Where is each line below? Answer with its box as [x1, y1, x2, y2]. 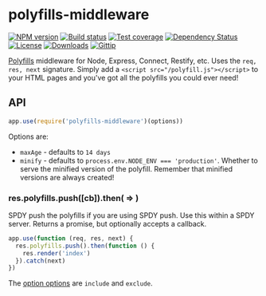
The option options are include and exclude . [8, 278, 153, 288]
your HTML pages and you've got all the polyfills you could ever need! [8, 73, 239, 82]
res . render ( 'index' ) [22, 249, 91, 257]
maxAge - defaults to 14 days [19, 147, 111, 156]
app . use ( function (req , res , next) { [8, 234, 134, 243]
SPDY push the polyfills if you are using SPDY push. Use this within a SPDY [8, 210, 255, 220]
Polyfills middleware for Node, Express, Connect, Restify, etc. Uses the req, [8, 56, 257, 65]
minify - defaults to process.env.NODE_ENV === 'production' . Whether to [19, 156, 259, 165]
